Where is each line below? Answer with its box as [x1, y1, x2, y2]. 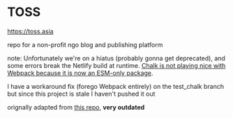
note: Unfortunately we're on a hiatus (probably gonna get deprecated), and [7, 53, 225, 62]
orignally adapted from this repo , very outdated [7, 103, 145, 111]
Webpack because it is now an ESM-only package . [7, 69, 153, 77]
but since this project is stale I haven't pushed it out [7, 90, 156, 98]
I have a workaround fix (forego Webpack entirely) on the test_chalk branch [7, 82, 225, 90]
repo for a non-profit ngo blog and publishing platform [7, 40, 163, 49]
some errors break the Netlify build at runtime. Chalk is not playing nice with [7, 61, 226, 69]
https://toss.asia [7, 27, 54, 35]
